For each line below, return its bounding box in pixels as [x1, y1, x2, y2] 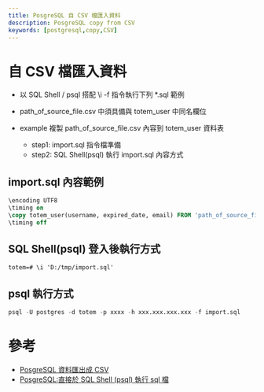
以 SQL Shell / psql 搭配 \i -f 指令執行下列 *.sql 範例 [19, 90, 185, 99]
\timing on [8, 204, 44, 212]
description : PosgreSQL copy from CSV [8, 19, 135, 27]
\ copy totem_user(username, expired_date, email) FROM [8, 211, 192, 219]
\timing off [8, 218, 47, 227]
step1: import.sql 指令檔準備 [31, 140, 122, 150]
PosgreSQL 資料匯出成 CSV [19, 365, 109, 375]
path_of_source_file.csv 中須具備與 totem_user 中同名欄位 [19, 107, 207, 116]
